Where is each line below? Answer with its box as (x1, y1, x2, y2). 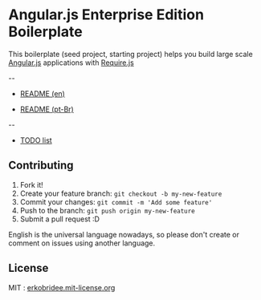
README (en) (19, 88, 66, 98)
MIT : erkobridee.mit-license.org (8, 282, 116, 292)
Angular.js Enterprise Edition (8, 6, 205, 24)
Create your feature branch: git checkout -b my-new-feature (19, 189, 222, 198)
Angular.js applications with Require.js (8, 58, 134, 67)
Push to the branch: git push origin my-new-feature (19, 205, 195, 215)
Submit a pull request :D (19, 214, 100, 224)
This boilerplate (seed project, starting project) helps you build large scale (8, 49, 253, 59)
